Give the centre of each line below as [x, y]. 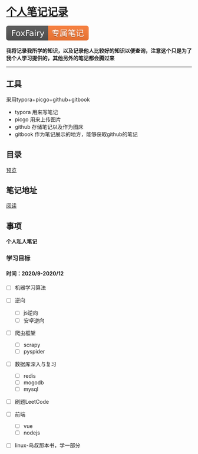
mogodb [34, 382]
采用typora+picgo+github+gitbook [48, 99]
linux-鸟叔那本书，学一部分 [47, 445]
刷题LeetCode [32, 402]
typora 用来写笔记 [36, 112]
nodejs [32, 433]
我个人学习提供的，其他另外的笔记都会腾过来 [60, 58]
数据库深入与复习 [35, 364]
